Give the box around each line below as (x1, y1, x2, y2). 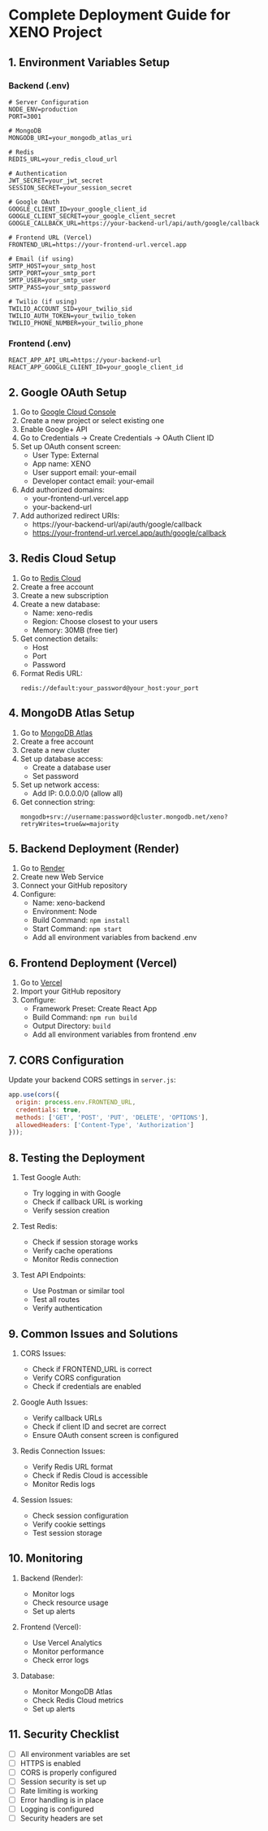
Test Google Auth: (19, 1173, 81, 1182)
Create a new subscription (19, 590, 109, 600)
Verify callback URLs (32, 1413, 103, 1422)
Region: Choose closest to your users (32, 616, 158, 626)
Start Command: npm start (32, 924, 123, 933)
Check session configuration (32, 1510, 129, 1520)
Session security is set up (19, 1776, 107, 1786)
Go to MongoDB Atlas (19, 728, 93, 737)
